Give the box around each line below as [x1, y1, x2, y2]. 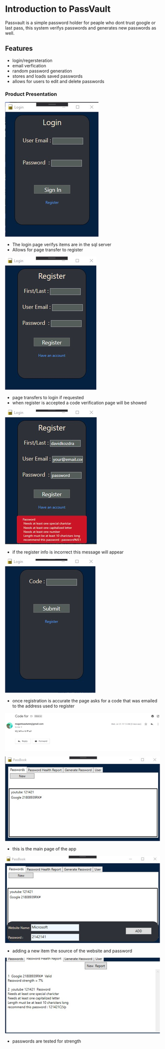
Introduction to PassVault [5, 3, 111, 15]
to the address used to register [12, 703, 75, 709]
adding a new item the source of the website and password [12, 948, 133, 954]
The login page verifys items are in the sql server [12, 242, 111, 248]
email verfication [12, 62, 47, 68]
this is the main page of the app [12, 846, 77, 852]
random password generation [12, 68, 72, 74]
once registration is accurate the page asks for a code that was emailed [12, 698, 158, 704]
